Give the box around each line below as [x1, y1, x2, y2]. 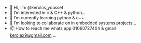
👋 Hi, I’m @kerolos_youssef [9, 5, 64, 10]
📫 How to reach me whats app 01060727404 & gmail [9, 26, 116, 31]
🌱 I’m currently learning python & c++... [9, 15, 88, 20]
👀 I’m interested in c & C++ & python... [9, 10, 86, 15]
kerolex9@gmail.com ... [9, 32, 57, 38]
